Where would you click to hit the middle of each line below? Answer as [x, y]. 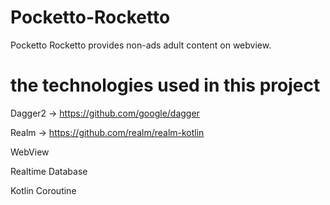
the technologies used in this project [165, 85]
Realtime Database [49, 171]
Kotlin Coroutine [43, 190]
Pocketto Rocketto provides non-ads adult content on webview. [141, 45]
